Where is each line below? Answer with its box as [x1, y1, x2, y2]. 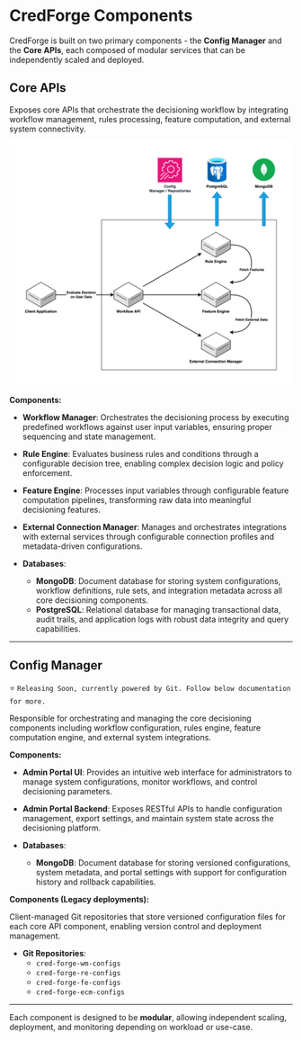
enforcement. [22, 467, 73, 478]
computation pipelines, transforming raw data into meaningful [22, 494, 252, 505]
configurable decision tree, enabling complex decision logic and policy [22, 458, 285, 469]
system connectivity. [9, 123, 86, 134]
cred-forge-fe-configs [35, 978, 121, 987]
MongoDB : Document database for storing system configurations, [35, 575, 281, 586]
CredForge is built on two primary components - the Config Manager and [9, 35, 282, 46]
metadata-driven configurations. [22, 541, 143, 552]
